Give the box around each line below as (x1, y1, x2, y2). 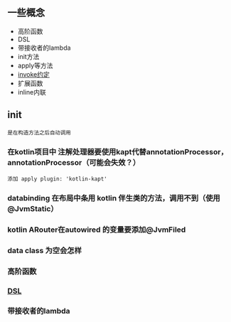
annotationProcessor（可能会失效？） (7, 157, 141, 167)
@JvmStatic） (7, 203, 58, 213)
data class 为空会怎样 (7, 245, 82, 255)
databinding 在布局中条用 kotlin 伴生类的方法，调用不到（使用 (7, 193, 220, 203)
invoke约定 (17, 70, 50, 78)
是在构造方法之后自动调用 (7, 129, 71, 136)
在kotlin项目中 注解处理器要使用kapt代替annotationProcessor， (7, 146, 229, 156)
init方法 (17, 52, 40, 60)
